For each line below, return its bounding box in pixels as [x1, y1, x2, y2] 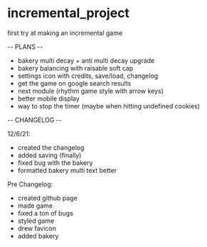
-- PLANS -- [7, 42, 43, 51]
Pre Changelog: [7, 180, 53, 188]
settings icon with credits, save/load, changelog [17, 71, 159, 80]
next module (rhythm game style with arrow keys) [17, 86, 164, 95]
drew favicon [17, 223, 57, 233]
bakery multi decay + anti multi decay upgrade [17, 56, 155, 65]
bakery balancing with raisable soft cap [17, 64, 134, 72]
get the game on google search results [17, 79, 132, 87]
